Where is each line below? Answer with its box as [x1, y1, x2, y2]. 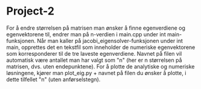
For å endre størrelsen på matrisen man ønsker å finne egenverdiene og [6, 24, 186, 31]
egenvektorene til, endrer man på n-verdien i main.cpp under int [6, 30, 166, 38]
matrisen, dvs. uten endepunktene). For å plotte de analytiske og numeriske [6, 62, 195, 70]
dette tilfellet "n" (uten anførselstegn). [6, 76, 101, 83]
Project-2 [6, 4, 54, 18]
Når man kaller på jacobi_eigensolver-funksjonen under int [37, 37, 183, 44]
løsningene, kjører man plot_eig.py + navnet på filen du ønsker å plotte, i [6, 69, 186, 76]
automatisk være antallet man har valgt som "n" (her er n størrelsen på [6, 56, 183, 64]
